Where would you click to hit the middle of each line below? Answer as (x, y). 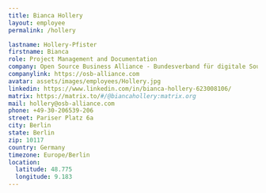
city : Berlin (30, 126)
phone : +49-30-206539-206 (51, 111)
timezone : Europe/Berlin (49, 155)
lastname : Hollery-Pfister (53, 44)
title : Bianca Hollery (46, 15)
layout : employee (37, 23)
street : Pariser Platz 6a (51, 118)
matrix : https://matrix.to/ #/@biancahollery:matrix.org (102, 96)
